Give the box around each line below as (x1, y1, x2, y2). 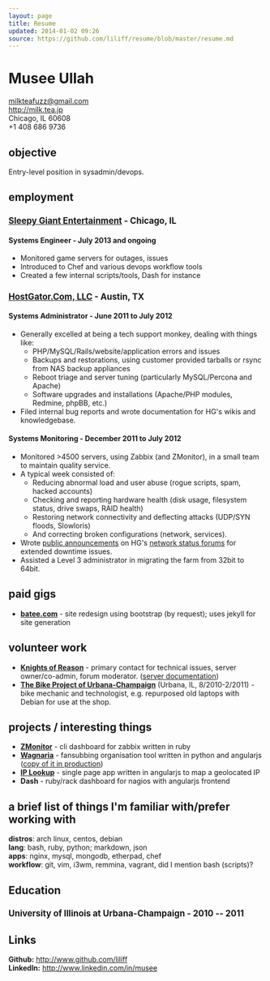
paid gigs (8, 587, 57, 601)
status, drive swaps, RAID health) (32, 503, 144, 513)
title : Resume (8, 19, 57, 28)
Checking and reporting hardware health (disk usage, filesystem (32, 495, 247, 505)
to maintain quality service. (19, 461, 111, 470)
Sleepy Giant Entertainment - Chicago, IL (8, 215, 177, 226)
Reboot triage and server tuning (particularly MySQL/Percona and (32, 372, 253, 382)
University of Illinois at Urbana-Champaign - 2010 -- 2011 (8, 908, 245, 919)
